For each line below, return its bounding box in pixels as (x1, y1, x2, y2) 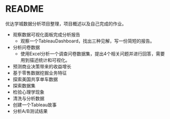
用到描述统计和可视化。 (20, 57, 70, 63)
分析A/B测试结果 (12, 108, 48, 114)
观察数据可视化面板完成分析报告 (12, 31, 80, 37)
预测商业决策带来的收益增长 (12, 63, 72, 69)
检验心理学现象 (12, 89, 45, 95)
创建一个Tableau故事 (12, 102, 57, 108)
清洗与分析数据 (12, 95, 45, 101)
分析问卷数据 (12, 44, 40, 50)
